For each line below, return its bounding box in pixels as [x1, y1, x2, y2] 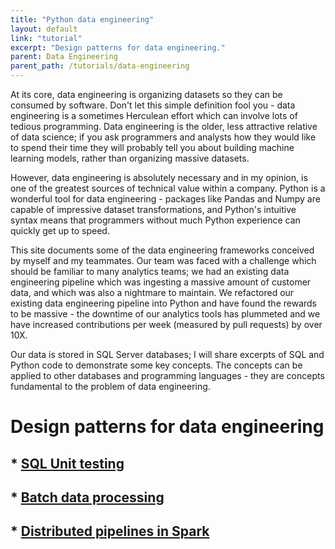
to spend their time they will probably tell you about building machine [10, 142, 295, 153]
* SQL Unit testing [10, 455, 125, 472]
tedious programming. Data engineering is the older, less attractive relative [10, 121, 318, 132]
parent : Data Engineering [10, 52, 118, 62]
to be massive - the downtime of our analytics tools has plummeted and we [10, 308, 321, 320]
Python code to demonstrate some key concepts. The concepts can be [10, 359, 303, 371]
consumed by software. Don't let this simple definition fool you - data [10, 99, 296, 111]
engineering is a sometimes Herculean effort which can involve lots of [10, 110, 298, 121]
